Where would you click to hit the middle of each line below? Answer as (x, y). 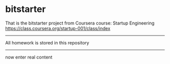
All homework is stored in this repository (47, 42)
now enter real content (29, 57)
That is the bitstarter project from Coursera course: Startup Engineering (80, 23)
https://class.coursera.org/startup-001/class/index (58, 28)
